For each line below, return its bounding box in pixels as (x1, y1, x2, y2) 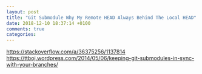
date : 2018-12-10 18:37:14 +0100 (6, 20, 91, 26)
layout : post (6, 8, 39, 15)
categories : (6, 32, 36, 38)
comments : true (6, 25, 45, 32)
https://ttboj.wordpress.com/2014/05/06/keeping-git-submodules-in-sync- (6, 55, 195, 62)
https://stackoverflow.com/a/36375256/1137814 (6, 48, 126, 55)
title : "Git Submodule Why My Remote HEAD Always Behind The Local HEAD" (6, 15, 197, 21)
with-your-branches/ (6, 61, 59, 69)
